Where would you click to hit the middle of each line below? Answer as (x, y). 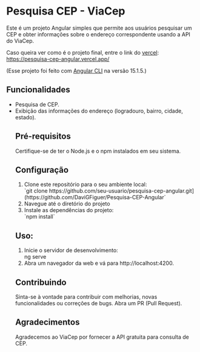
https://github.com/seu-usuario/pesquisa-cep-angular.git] (122, 191)
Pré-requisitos (43, 137)
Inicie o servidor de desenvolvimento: (71, 250)
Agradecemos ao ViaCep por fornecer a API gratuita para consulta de (102, 337)
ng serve (35, 257)
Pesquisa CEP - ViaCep (66, 11)
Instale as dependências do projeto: (69, 210)
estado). (25, 117)
